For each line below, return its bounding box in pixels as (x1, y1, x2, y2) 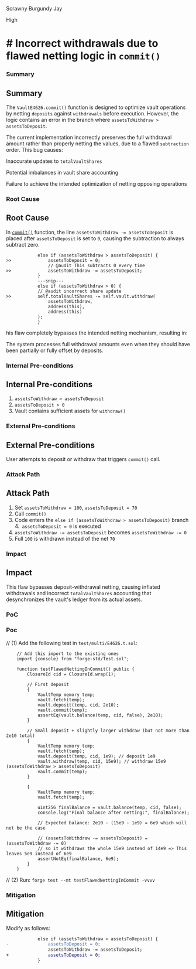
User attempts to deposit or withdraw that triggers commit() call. (6, 456, 161, 463)
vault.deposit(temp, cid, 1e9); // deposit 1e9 (37, 753, 156, 759)
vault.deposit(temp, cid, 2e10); (37, 702, 119, 708)
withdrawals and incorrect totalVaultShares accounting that (6, 589, 152, 596)
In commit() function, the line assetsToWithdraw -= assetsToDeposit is (6, 228, 174, 236)
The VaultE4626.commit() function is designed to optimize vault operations (6, 104, 186, 111)
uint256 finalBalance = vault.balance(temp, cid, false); (37, 804, 182, 810)
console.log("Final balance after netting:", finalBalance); (37, 810, 190, 816)
